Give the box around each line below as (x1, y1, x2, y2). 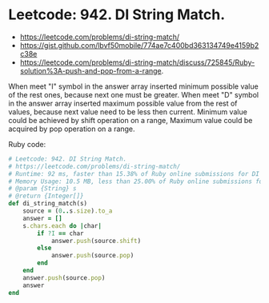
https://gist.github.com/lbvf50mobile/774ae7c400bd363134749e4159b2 (19, 40, 259, 50)
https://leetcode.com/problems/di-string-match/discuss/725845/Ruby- (19, 58, 255, 67)
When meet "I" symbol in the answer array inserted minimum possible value (8, 82, 259, 91)
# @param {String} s (8, 185, 78, 193)
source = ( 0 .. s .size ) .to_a (22, 207, 113, 215)
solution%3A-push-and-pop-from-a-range (19, 66, 162, 75)
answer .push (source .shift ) (50, 237, 142, 245)
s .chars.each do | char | (22, 221, 102, 229)
